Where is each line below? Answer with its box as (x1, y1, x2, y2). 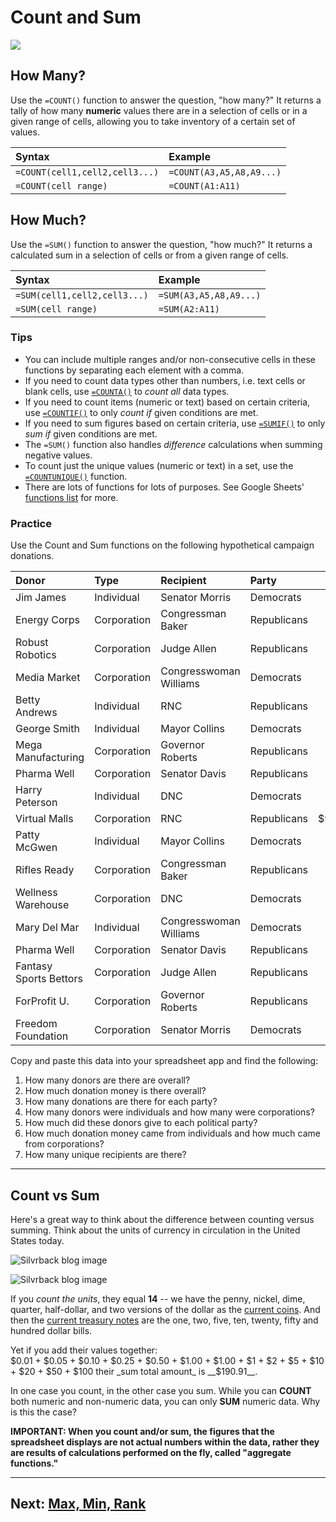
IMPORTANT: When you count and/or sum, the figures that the (10, 1425, 275, 1437)
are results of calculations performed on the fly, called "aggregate (10, 1446, 292, 1458)
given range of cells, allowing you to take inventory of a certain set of (10, 115, 296, 127)
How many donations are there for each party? (24, 1096, 218, 1108)
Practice (10, 516, 52, 530)
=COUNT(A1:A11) (168, 180, 241, 191)
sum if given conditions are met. (24, 427, 158, 440)
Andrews (15, 706, 58, 720)
